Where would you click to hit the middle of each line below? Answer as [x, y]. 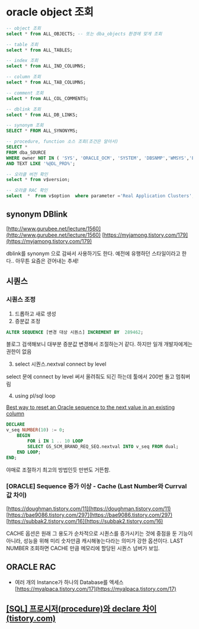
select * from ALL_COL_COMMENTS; [47, 98]
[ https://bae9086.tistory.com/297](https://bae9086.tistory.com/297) [89, 515]
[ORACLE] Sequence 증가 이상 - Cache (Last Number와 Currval [97, 486]
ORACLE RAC [31, 567]
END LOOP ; [29, 452]
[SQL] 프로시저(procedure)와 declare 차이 [81, 609]
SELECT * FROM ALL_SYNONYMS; [42, 131]
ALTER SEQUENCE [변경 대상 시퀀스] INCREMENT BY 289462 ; [75, 332]
